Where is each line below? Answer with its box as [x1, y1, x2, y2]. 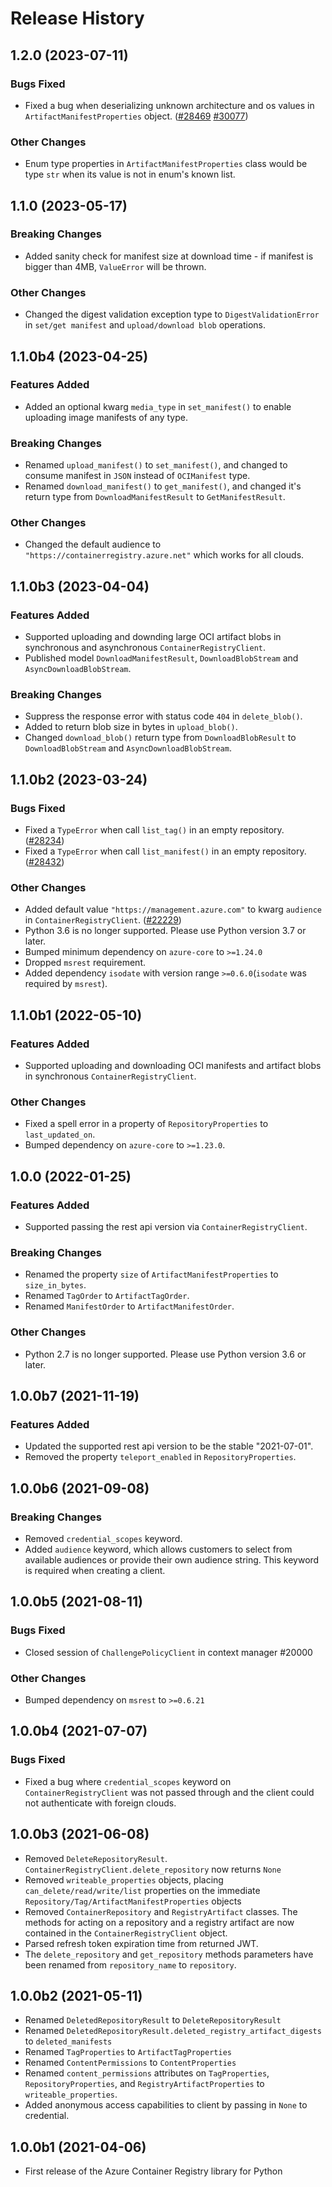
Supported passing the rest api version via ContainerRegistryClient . [24, 1221, 308, 1233]
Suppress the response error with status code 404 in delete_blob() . [24, 710, 303, 722]
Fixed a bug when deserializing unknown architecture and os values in [24, 99, 315, 111]
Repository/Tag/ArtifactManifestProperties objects [24, 1895, 242, 1907]
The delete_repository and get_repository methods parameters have [24, 1948, 314, 1960]
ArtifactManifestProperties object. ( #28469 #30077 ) [24, 110, 249, 122]
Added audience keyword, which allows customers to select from [24, 1543, 293, 1556]
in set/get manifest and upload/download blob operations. [24, 319, 266, 331]
